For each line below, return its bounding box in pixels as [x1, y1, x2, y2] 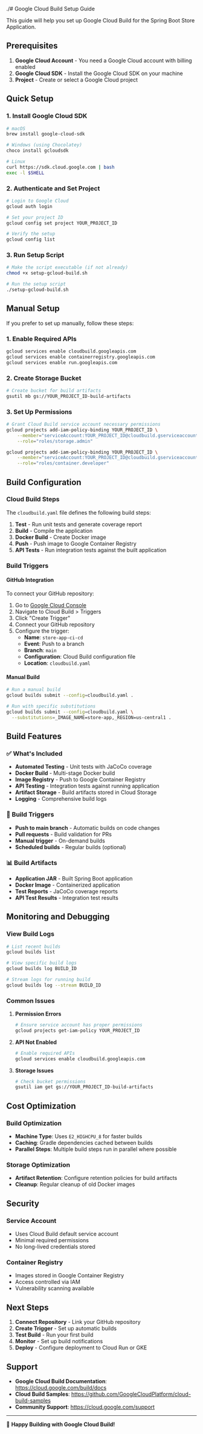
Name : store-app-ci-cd [24, 633, 83, 640]
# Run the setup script [6, 281, 66, 287]
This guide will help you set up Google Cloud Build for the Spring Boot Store [6, 17, 195, 24]
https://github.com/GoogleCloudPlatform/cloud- [71, 1390, 192, 1398]
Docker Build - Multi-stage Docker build [14, 769, 115, 777]
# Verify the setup [6, 231, 56, 237]
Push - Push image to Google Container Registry [14, 539, 137, 547]
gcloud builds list [6, 949, 56, 955]
